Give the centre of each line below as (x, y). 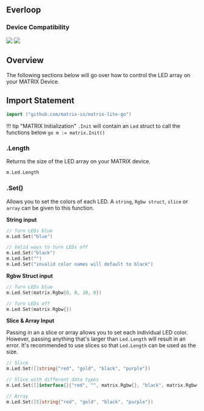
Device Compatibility (38, 27)
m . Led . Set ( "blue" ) (29, 236)
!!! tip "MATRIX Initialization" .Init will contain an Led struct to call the (93, 126)
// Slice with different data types (53, 380)
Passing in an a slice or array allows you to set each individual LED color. (97, 333)
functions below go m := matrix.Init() (56, 132)
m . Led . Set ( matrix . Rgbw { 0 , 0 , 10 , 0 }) (54, 293)
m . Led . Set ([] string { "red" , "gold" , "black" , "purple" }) (78, 369)
